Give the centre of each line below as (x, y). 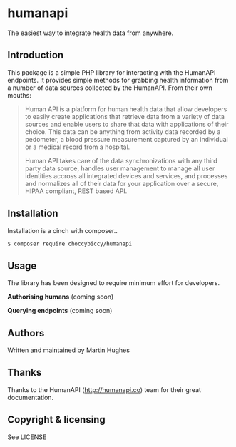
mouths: (20, 95)
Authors (26, 333)
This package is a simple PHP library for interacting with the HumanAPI (112, 72)
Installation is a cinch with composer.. (62, 230)
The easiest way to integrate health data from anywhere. (91, 33)
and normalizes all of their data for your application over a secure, (122, 183)
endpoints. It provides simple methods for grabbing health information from (118, 80)
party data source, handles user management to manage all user (120, 168)
